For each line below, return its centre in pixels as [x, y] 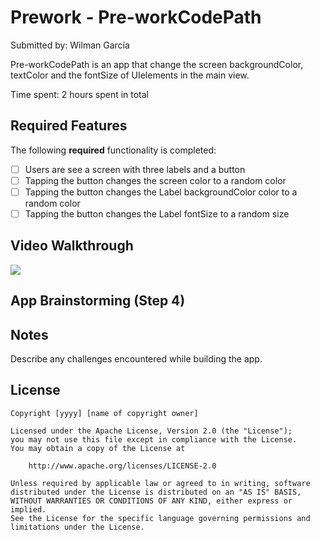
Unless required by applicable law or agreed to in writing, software [160, 483]
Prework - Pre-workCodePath [136, 17]
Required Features [69, 126]
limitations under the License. [77, 527]
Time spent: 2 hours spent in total [80, 94]
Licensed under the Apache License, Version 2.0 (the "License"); [151, 431]
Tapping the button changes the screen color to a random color [155, 180]
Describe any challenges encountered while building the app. [136, 359]
